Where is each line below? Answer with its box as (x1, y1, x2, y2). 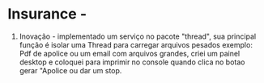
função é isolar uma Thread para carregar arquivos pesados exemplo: (19, 39, 253, 49)
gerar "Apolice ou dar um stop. (19, 65, 122, 75)
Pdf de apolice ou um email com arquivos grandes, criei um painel (19, 48, 241, 58)
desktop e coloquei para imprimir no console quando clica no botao (19, 57, 245, 67)
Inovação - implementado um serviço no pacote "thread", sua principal (19, 31, 257, 41)
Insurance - (7, 5, 87, 23)
